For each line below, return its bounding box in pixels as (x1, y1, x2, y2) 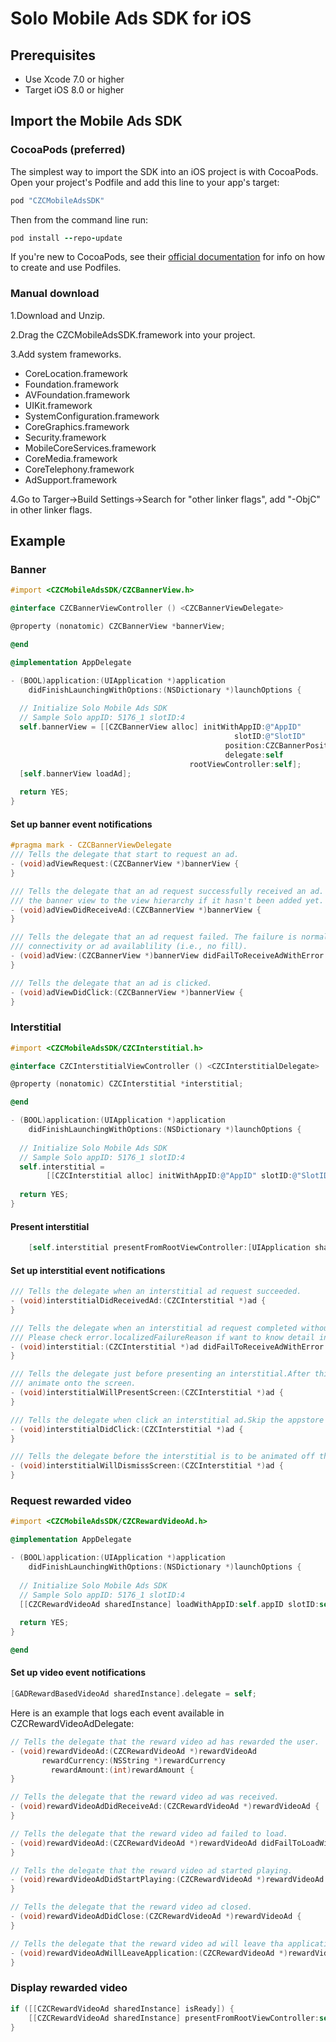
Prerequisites (10, 47, 96, 64)
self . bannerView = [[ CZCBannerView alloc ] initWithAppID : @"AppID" (19, 722, 302, 732)
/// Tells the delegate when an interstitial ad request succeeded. (10, 1287, 302, 1297)
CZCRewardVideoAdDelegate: (10, 1717, 135, 1729)
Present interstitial (10, 1220, 90, 1232)
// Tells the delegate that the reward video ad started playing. (10, 1865, 293, 1876)
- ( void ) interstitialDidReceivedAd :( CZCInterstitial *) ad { (10, 1296, 267, 1306)
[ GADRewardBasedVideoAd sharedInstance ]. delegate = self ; (10, 1689, 257, 1699)
